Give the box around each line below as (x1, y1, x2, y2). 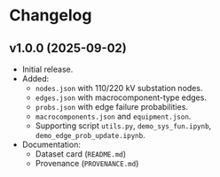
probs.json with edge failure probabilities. (35, 102, 189, 112)
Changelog (9, 5, 92, 26)
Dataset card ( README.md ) (35, 149, 127, 159)
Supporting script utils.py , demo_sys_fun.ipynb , (35, 120, 212, 131)
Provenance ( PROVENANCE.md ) (35, 158, 139, 168)
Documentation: (21, 139, 82, 150)
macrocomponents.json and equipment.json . (35, 112, 192, 121)
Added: (21, 73, 50, 84)
